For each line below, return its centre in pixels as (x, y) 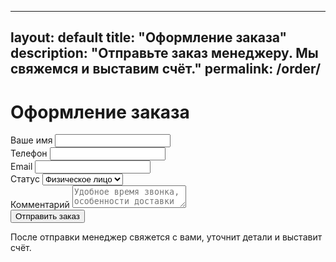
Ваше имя (31, 140)
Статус (25, 179)
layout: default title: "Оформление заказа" (149, 37)
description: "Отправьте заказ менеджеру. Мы (164, 53)
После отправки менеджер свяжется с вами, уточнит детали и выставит (166, 237)
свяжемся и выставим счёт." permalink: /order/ (166, 69)
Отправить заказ (47, 216)
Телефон (29, 153)
